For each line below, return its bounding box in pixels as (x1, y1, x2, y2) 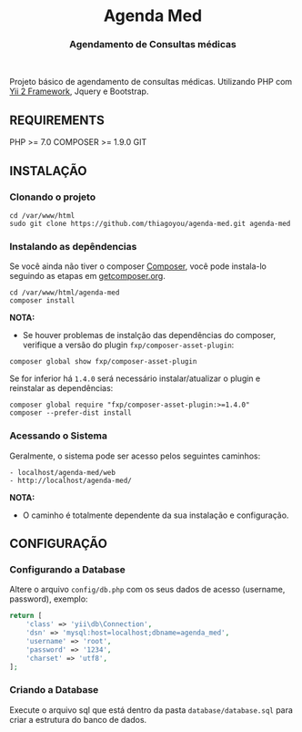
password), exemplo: (9, 593, 88, 604)
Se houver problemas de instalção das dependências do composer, (22, 330, 276, 341)
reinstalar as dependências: (9, 383, 114, 394)
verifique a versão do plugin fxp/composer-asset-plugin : (22, 339, 235, 351)
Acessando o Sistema (9, 429, 107, 442)
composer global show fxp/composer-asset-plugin (9, 357, 197, 366)
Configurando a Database (9, 562, 126, 575)
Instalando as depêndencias (9, 240, 137, 253)
